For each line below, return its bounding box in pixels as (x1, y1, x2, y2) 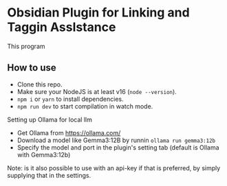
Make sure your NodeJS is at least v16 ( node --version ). (17, 87, 177, 95)
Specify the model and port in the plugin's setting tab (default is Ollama (17, 143, 219, 152)
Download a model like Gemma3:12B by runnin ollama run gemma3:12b (17, 136, 215, 144)
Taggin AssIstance (7, 19, 116, 35)
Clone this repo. (17, 80, 63, 89)
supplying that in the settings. (7, 171, 91, 179)
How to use (7, 62, 56, 73)
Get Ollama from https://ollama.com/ (17, 128, 121, 137)
